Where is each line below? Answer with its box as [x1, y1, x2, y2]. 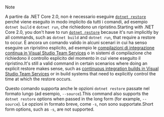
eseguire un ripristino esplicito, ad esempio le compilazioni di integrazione [5, 45, 155, 50]
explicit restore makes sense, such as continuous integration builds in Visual [5, 66, 159, 71]
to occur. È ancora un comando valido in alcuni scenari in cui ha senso [5, 40, 147, 46]
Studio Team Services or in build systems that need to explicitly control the [5, 71, 156, 76]
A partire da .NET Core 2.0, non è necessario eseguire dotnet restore [5, 14, 146, 19]
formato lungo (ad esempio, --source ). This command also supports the [5, 91, 149, 96]
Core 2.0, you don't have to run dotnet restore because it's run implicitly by [5, 29, 159, 35]
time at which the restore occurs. [5, 76, 72, 82]
